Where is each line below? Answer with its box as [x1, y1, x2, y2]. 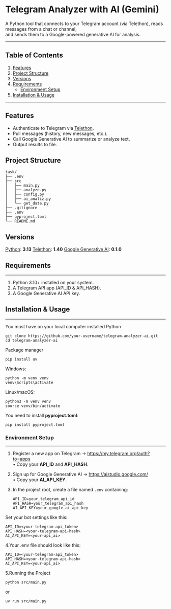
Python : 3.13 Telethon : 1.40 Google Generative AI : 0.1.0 [5, 246, 122, 253]
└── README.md [5, 219, 36, 224]
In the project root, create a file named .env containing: [12, 487, 128, 493]
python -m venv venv [5, 375, 49, 380]
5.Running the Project [5, 570, 51, 576]
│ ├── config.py [5, 192, 44, 197]
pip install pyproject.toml [5, 422, 65, 427]
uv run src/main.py [5, 599, 47, 604]
